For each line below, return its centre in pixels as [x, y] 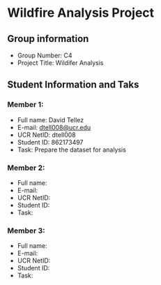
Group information [48, 39]
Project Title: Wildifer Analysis [60, 63]
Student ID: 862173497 [50, 142]
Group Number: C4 [45, 55]
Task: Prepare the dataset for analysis [72, 149]
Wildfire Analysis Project [81, 13]
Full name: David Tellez [51, 119]
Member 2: [26, 168]
